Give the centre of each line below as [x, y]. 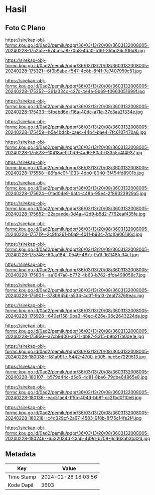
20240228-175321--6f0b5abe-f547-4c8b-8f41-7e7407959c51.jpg [73, 71]
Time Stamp [22, 477]
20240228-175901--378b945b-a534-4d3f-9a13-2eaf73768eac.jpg [75, 295]
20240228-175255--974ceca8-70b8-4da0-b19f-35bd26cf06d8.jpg [75, 51]
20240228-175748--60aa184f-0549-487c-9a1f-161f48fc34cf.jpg [72, 255]
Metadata [21, 454]
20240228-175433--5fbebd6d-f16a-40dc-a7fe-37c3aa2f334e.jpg [74, 112]
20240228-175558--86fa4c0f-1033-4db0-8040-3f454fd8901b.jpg [75, 173]
